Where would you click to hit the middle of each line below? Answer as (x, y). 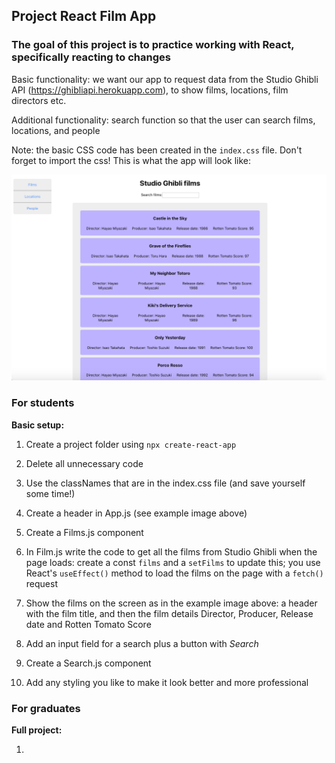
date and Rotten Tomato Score (88, 624)
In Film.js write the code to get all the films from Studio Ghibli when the (171, 551)
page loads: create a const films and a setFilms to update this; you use (173, 562)
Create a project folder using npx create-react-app (131, 444)
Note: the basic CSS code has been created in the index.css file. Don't (157, 150)
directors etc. (39, 100)
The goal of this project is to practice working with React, (153, 45)
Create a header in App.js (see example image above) (136, 513)
